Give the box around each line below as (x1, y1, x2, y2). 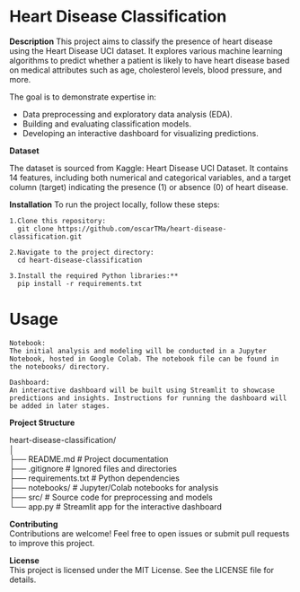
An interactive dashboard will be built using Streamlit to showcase (9, 386, 276, 395)
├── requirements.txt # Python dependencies (9, 473, 180, 483)
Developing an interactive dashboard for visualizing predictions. (22, 127, 259, 138)
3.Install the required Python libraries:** (9, 271, 179, 280)
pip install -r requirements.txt (17, 279, 143, 288)
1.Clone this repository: (9, 216, 106, 225)
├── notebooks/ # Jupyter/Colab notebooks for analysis (9, 482, 219, 492)
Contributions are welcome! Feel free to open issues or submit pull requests (9, 527, 290, 539)
